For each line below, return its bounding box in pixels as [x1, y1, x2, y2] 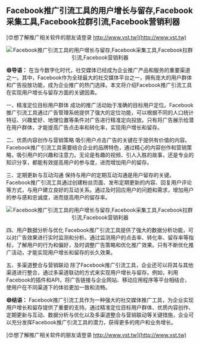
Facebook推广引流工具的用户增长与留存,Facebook [6, 5, 193, 16]
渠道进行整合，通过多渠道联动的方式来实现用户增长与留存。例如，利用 [6, 268, 179, 276]
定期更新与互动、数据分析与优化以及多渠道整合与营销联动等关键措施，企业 [6, 311, 189, 318]
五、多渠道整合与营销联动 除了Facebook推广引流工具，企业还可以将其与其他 [6, 261, 193, 268]
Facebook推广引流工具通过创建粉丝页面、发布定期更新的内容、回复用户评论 [6, 179, 192, 186]
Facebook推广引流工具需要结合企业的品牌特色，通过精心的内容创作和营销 [6, 143, 187, 151]
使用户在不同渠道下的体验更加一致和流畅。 [6, 283, 111, 290]
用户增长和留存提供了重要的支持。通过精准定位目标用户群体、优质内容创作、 [6, 304, 194, 311]
